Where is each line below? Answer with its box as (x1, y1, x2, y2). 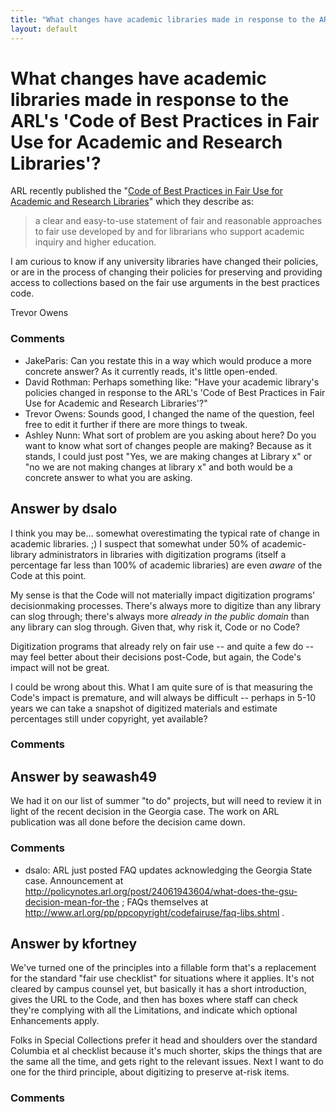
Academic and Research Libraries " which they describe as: (10, 196, 254, 208)
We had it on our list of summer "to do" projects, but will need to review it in (10, 795, 322, 807)
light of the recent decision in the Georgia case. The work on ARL (10, 806, 280, 818)
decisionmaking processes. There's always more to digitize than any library (10, 599, 322, 611)
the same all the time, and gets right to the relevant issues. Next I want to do (10, 1056, 324, 1068)
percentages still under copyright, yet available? (10, 712, 208, 725)
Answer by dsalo (10, 501, 118, 518)
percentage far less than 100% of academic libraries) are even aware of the (10, 559, 323, 571)
